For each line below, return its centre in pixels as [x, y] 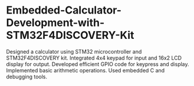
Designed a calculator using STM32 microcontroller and [74, 51]
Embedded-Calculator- [64, 10]
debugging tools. [27, 77]
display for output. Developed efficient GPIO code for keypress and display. [98, 64]
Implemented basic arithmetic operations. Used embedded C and [86, 70]
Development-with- [55, 23]
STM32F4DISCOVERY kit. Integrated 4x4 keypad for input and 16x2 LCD [94, 58]
